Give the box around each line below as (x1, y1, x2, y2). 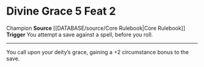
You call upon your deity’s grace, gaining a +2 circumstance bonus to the (6, 48, 189, 55)
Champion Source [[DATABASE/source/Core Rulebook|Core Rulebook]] (6, 24, 186, 32)
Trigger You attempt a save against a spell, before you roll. (6, 30, 153, 38)
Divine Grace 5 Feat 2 (6, 4, 117, 18)
